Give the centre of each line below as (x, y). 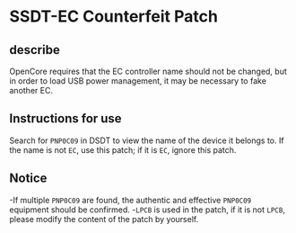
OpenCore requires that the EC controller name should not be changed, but (148, 71)
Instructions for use (66, 119)
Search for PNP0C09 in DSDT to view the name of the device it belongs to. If (147, 140)
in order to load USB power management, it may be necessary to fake (138, 81)
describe (35, 50)
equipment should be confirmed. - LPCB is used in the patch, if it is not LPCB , (147, 210)
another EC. (31, 90)
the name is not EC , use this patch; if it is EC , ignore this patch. (123, 149)
